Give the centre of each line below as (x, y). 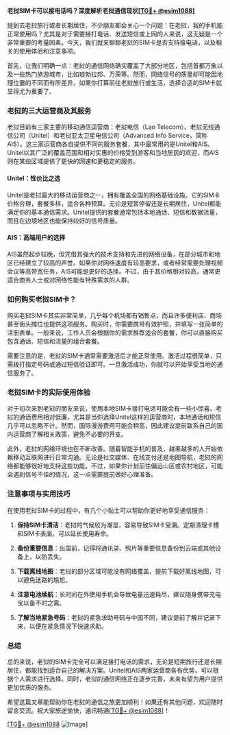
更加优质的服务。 (31, 687)
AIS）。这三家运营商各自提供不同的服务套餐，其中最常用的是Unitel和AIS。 (110, 144)
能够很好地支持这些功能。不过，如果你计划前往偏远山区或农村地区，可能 (121, 466)
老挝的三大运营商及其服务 (49, 110)
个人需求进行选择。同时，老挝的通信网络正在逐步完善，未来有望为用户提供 (118, 679)
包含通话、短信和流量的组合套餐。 (55, 341)
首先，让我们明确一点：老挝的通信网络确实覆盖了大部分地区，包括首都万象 (112, 65)
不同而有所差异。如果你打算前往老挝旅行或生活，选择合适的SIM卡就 (126, 83)
